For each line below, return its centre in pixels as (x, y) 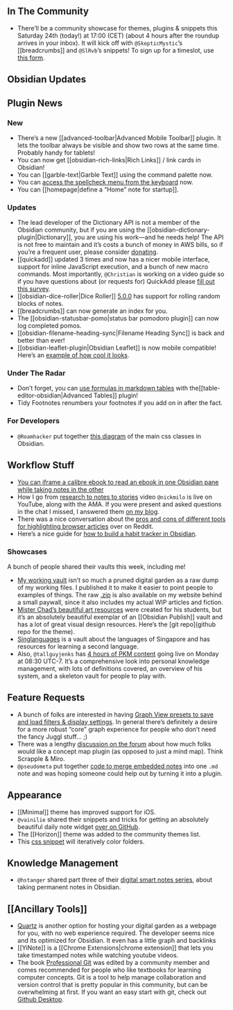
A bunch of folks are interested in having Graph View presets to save (115, 714)
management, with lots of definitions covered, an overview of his (110, 668)
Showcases (27, 551)
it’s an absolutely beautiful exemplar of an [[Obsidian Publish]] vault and (120, 617)
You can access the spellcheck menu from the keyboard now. (105, 182)
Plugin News (35, 103)
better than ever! (41, 341)
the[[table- (205, 388)
